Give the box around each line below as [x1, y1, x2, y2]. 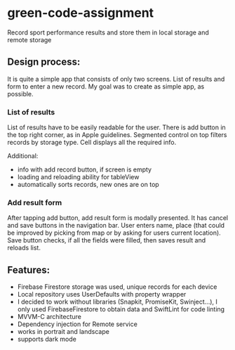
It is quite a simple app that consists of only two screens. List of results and [7, 74, 225, 83]
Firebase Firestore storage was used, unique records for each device [17, 283, 217, 291]
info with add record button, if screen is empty [17, 165, 152, 174]
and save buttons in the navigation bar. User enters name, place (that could [7, 221, 225, 230]
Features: [7, 264, 51, 276]
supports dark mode [17, 335, 77, 344]
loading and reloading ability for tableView [17, 173, 140, 181]
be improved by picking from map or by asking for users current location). [7, 228, 221, 237]
